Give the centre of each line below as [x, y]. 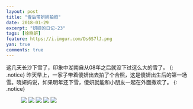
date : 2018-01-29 [28, 22]
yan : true [18, 45]
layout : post [22, 11]
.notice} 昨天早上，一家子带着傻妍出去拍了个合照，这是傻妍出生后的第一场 [97, 75]
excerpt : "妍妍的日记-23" [36, 28]
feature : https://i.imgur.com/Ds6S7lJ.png [59, 39]
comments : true [25, 50]
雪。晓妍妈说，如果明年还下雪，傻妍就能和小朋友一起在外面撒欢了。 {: [92, 82]
